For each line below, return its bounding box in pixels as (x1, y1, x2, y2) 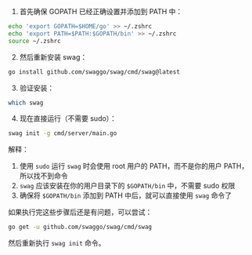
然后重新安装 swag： (19, 52, 88, 61)
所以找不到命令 (19, 171, 68, 180)
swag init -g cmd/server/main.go (8, 129, 117, 137)
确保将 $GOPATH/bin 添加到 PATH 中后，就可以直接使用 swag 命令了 (19, 191, 232, 200)
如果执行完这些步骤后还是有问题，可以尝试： (8, 207, 153, 217)
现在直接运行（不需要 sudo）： (19, 114, 117, 123)
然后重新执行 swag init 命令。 (8, 239, 106, 248)
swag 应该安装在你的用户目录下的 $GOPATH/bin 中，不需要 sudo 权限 (19, 181, 236, 191)
